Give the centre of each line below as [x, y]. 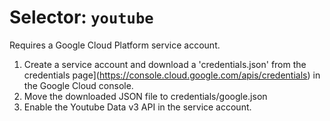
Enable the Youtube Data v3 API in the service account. [137, 107]
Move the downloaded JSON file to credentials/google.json [145, 96]
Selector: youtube [81, 17]
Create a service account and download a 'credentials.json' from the [165, 64]
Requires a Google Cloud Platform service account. [115, 45]
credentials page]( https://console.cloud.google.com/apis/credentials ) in [172, 75]
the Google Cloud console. [78, 85]
